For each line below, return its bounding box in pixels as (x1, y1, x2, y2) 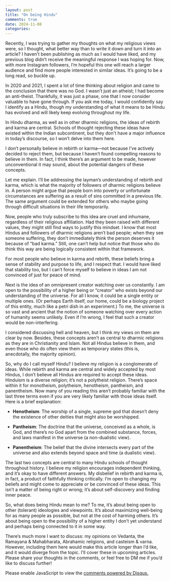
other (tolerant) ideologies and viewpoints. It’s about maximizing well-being (5, 507, 162, 513)
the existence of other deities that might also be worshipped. (12, 414, 140, 420)
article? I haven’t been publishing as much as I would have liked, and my (5, 51, 156, 57)
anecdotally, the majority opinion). (5, 351, 77, 357)
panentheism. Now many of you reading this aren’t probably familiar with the (5, 388, 165, 394)
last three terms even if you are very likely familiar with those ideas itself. (5, 393, 157, 399)
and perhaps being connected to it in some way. (5, 524, 106, 530)
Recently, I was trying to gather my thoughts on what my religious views (5, 40, 156, 46)
